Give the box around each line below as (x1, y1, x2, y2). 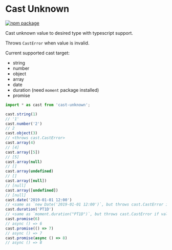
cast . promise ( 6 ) (5, 216, 40, 222)
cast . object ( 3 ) (5, 131, 38, 136)
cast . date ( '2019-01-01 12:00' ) (5, 197, 72, 202)
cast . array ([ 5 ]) (5, 150, 40, 155)
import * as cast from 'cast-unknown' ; (5, 102, 91, 108)
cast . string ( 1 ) (5, 111, 38, 117)
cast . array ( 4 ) (5, 140, 36, 145)
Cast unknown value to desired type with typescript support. (5, 30, 133, 36)
